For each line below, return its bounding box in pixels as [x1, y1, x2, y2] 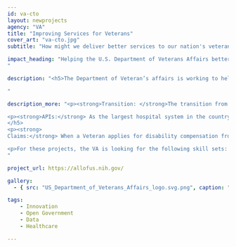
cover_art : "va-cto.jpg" [7, 37, 80, 44]
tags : [7, 196, 23, 204]
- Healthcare [20, 222, 58, 229]
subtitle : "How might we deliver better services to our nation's [7, 43, 206, 50]
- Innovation [20, 203, 58, 210]
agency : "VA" [7, 23, 46, 30]
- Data [20, 216, 39, 223]
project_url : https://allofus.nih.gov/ [7, 165, 124, 172]
